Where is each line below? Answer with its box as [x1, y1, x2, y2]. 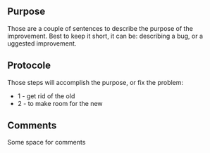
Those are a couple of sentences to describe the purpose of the [7, 24, 194, 32]
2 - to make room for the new [17, 99, 104, 107]
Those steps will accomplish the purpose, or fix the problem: [7, 78, 184, 86]
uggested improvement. [7, 39, 77, 48]
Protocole [7, 60, 51, 72]
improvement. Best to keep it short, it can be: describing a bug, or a [7, 32, 203, 40]
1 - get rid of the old [17, 91, 75, 100]
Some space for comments [7, 138, 86, 147]
